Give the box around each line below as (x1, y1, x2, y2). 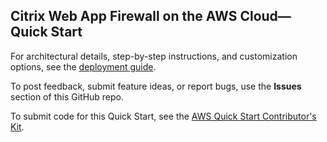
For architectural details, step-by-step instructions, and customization (10, 50, 298, 62)
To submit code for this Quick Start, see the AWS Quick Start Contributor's (10, 110, 317, 122)
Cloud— (239, 8, 292, 25)
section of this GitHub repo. (10, 90, 125, 103)
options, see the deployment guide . (10, 60, 157, 73)
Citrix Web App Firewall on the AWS (10, 8, 238, 25)
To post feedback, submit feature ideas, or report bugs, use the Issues (10, 80, 302, 92)
